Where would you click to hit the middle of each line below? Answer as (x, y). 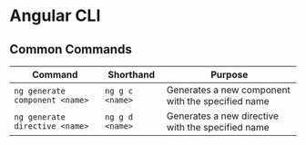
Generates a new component (229, 90)
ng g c (119, 91)
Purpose (229, 75)
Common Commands (71, 49)
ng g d (119, 117)
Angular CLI (55, 16)
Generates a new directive (223, 116)
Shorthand (131, 75)
